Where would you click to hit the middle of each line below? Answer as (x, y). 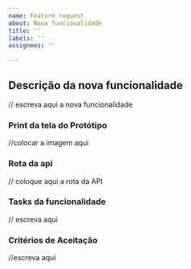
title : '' (25, 31)
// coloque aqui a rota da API (55, 181)
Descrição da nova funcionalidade (95, 85)
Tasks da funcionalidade (57, 202)
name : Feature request (46, 16)
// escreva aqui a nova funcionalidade (71, 104)
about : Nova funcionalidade (55, 23)
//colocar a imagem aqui (49, 143)
